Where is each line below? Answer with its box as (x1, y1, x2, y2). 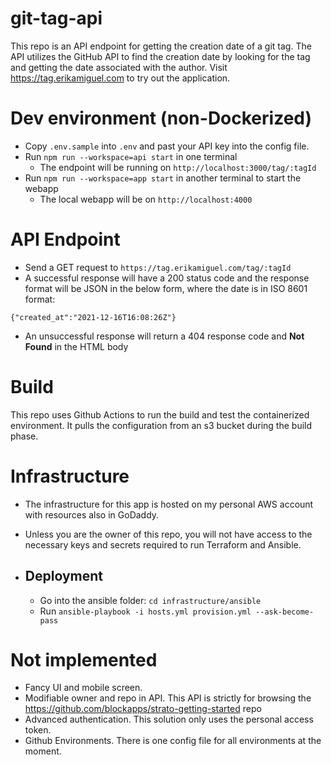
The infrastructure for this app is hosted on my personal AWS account (24, 498, 314, 510)
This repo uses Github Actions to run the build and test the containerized (10, 408, 310, 421)
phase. (10, 430, 39, 442)
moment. (24, 745, 62, 757)
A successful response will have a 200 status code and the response (24, 272, 310, 284)
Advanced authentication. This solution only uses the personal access (24, 713, 314, 726)
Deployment (24, 568, 103, 585)
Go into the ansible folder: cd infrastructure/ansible (39, 594, 262, 606)
